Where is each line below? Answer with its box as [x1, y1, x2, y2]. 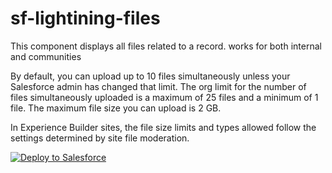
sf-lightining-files [10, 7, 161, 30]
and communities [10, 50, 82, 62]
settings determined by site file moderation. [10, 132, 190, 144]
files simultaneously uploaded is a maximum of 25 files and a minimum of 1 [10, 91, 319, 103]
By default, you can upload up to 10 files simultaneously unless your [10, 70, 291, 82]
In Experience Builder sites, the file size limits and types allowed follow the [10, 121, 317, 133]
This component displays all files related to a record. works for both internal [10, 40, 322, 52]
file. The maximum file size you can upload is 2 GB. [10, 102, 222, 114]
